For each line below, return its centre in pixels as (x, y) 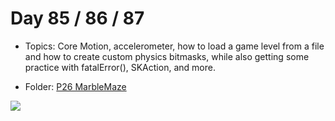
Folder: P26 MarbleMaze (75, 86)
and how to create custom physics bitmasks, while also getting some (167, 56)
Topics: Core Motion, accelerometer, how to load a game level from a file (174, 46)
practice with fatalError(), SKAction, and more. (120, 67)
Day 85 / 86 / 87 (77, 18)
